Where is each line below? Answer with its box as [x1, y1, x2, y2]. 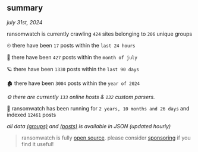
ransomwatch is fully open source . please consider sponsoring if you [21, 134, 191, 141]
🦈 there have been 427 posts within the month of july [7, 53, 137, 61]
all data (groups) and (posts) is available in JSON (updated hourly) [7, 122, 171, 129]
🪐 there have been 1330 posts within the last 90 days [7, 65, 139, 72]
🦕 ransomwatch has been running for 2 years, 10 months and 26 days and [7, 104, 190, 112]
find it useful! [21, 140, 54, 147]
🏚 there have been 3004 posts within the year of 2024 [7, 80, 140, 87]
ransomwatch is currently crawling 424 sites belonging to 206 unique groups [7, 30, 193, 37]
